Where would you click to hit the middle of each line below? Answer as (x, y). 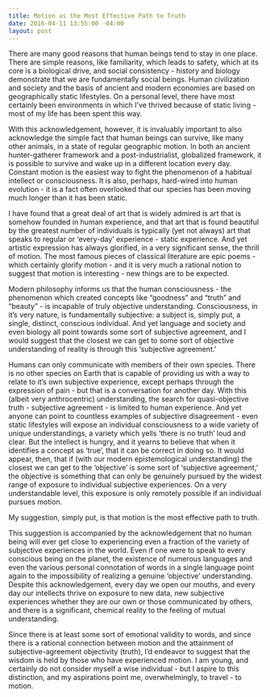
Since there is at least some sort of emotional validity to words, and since (130, 635)
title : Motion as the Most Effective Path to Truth (97, 16)
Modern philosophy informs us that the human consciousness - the (120, 289)
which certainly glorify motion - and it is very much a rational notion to (125, 265)
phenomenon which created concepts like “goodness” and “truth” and (125, 298)
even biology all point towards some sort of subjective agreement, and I (127, 332)
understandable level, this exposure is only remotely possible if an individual (135, 494)
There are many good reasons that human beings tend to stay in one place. (133, 54)
